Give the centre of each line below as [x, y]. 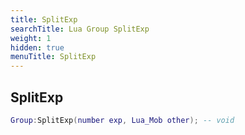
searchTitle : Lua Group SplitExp [80, 29]
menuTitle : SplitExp [53, 57]
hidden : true [37, 47]
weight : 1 [31, 38]
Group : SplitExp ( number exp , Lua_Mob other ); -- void [122, 120]
